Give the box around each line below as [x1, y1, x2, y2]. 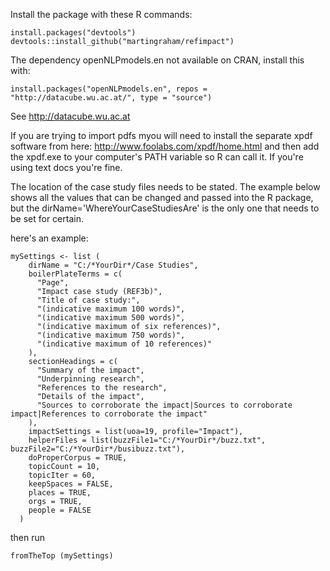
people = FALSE [28, 505, 92, 515]
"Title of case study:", [36, 295, 141, 305]
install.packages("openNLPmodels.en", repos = [10, 84, 208, 94]
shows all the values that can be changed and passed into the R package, [10, 192, 314, 203]
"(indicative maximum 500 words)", [36, 313, 186, 323]
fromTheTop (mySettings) [10, 551, 114, 561]
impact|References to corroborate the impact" [10, 409, 208, 419]
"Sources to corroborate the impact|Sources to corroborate [36, 400, 293, 410]
